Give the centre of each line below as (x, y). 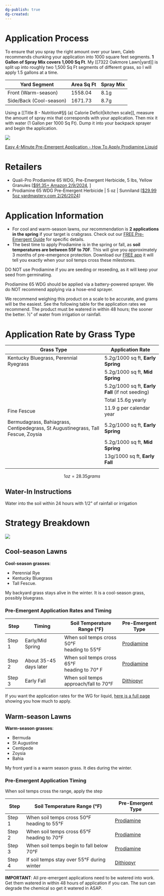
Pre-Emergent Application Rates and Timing (58, 610)
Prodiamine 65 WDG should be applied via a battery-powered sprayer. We (79, 284)
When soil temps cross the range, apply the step (54, 791)
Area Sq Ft (84, 84)
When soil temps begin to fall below (67, 846)
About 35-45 (40, 661)
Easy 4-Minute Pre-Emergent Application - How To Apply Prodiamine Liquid (81, 147)
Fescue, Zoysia (25, 434)
